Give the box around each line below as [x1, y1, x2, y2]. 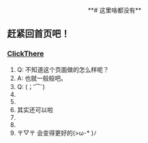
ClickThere [7, 49, 44, 59]
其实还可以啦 [16, 105, 53, 114]
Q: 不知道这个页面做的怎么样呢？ [16, 65, 109, 73]
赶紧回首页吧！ [7, 28, 70, 40]
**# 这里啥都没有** [87, 6, 142, 14]
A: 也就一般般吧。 [16, 74, 67, 82]
